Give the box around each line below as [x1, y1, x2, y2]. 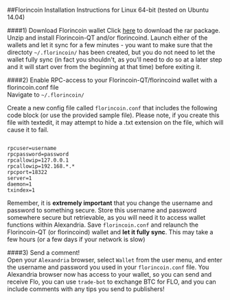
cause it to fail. [7, 126, 49, 134]
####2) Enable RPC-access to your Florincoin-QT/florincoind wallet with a [7, 76, 218, 84]
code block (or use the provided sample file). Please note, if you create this [7, 111, 220, 119]
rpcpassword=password [7, 151, 69, 158]
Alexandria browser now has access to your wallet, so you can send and [7, 271, 212, 278]
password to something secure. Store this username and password [7, 206, 197, 214]
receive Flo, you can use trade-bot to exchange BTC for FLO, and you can [7, 277, 216, 286]
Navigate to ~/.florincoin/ [7, 90, 84, 99]
